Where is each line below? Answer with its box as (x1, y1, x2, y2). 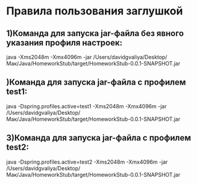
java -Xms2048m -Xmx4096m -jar (6, 54, 92, 61)
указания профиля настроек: (6, 37, 122, 48)
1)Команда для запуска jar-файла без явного (6, 28, 184, 38)
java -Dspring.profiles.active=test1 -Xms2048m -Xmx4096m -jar (6, 102, 167, 109)
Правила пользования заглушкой (6, 4, 183, 18)
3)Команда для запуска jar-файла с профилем (6, 133, 192, 143)
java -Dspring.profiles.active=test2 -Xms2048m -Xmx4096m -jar (6, 158, 168, 165)
